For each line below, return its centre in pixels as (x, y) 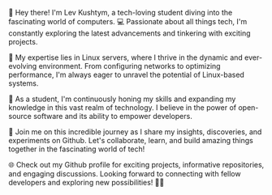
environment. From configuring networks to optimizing (130, 66)
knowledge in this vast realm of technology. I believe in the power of (123, 108)
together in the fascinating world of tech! (77, 149)
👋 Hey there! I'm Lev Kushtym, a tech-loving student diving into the (121, 13)
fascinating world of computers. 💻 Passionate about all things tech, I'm (128, 21)
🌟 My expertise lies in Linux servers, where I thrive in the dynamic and (126, 57)
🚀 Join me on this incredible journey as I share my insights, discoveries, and (135, 132)
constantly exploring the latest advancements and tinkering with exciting (130, 33)
